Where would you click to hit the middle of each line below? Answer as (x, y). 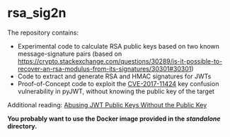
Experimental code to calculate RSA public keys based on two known (118, 46)
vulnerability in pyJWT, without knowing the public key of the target (116, 91)
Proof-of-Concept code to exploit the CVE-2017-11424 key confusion (118, 83)
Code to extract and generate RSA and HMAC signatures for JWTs (114, 76)
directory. (22, 126)
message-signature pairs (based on (70, 54)
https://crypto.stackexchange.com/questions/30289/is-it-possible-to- (120, 61)
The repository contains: (43, 32)
